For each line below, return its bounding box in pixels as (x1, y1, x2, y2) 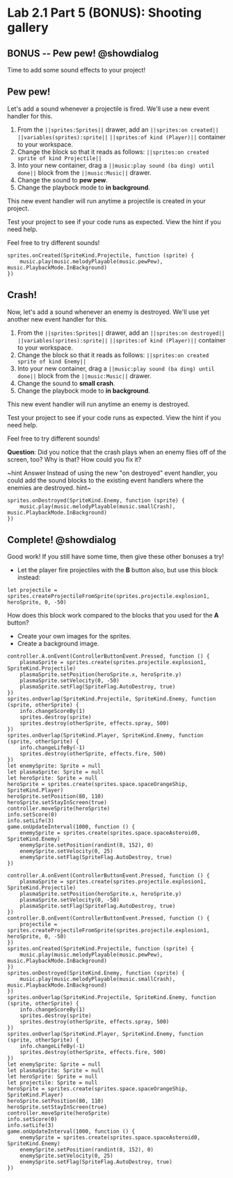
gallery (7, 19, 49, 36)
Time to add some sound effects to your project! (7, 66, 146, 74)
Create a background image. (17, 639, 99, 648)
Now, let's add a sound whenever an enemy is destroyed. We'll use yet (7, 308, 210, 316)
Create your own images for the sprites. (17, 632, 131, 641)
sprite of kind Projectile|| (17, 155, 102, 162)
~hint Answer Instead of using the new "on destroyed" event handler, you (7, 469, 218, 477)
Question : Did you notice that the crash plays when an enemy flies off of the (7, 448, 227, 456)
